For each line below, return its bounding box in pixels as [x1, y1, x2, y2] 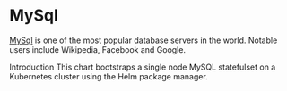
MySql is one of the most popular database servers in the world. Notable [9, 35, 278, 45]
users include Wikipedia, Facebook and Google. [9, 44, 187, 54]
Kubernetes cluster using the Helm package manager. [9, 70, 208, 81]
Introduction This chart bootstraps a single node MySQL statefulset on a [9, 62, 276, 72]
